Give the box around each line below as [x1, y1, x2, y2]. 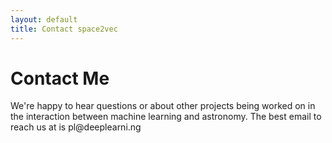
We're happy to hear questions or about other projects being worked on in [10, 100, 316, 112]
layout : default [10, 14, 78, 25]
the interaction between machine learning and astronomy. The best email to [10, 111, 322, 123]
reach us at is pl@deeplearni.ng [10, 121, 142, 133]
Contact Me [10, 67, 110, 90]
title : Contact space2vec [10, 24, 118, 34]
